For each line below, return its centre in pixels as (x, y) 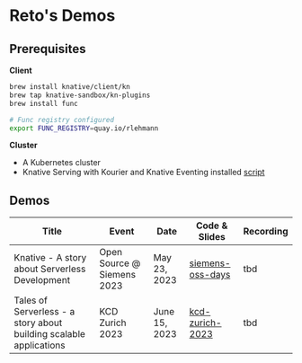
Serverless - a (44, 312)
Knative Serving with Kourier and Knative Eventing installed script (143, 173)
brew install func (44, 103)
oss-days (210, 275)
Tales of (31, 300)
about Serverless (50, 269)
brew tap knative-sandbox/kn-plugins (80, 95)
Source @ (120, 263)
